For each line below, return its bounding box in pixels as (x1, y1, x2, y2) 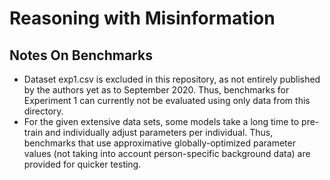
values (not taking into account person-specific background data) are (23, 148, 311, 159)
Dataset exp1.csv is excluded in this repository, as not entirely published (23, 73, 321, 85)
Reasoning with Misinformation (9, 7, 276, 30)
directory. (23, 105, 64, 117)
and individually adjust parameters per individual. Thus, (45, 127, 274, 138)
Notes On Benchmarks (9, 47, 153, 64)
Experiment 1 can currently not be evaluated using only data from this (23, 95, 311, 106)
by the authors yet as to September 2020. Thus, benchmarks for (23, 84, 290, 96)
